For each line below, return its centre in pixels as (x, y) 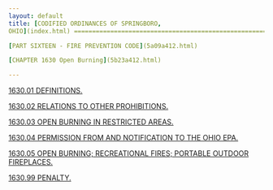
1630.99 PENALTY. (40, 178)
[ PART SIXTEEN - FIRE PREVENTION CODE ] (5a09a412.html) (103, 45)
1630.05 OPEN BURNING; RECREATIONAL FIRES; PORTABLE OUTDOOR (129, 153)
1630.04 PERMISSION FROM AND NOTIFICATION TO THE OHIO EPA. (123, 138)
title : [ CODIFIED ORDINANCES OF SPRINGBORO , (85, 24)
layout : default (36, 16)
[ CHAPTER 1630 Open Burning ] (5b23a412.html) (85, 60)
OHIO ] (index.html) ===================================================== (138, 31)
